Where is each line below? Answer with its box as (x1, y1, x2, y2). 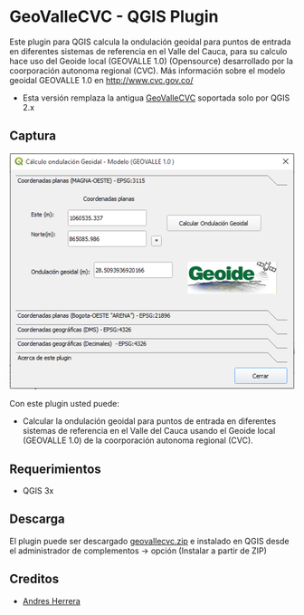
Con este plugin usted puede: (9, 399, 119, 409)
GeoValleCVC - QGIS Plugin (9, 6, 219, 27)
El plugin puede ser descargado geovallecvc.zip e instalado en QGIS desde (9, 535, 290, 546)
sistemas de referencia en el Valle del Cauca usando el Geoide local (22, 426, 276, 437)
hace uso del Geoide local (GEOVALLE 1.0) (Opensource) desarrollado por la (9, 55, 294, 66)
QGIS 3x (22, 485, 54, 495)
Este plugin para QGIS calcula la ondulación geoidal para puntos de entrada (9, 36, 291, 47)
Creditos (9, 572, 60, 587)
